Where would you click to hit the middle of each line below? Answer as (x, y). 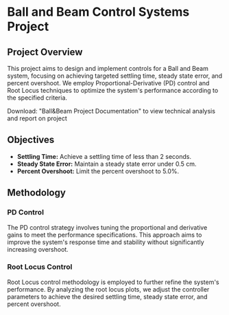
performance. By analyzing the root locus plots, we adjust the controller (108, 289)
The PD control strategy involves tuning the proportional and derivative (107, 227)
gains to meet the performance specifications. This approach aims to (105, 235)
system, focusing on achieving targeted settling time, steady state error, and (115, 76)
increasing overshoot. (38, 249)
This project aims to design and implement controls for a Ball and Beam (108, 68)
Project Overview (45, 52)
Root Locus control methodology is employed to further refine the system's (113, 282)
